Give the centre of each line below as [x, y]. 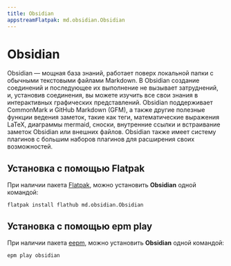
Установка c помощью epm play [80, 226]
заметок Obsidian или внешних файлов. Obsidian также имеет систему [112, 132]
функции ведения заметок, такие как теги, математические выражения [113, 117]
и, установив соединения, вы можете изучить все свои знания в [103, 95]
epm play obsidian [34, 256]
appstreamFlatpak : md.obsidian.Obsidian [66, 20]
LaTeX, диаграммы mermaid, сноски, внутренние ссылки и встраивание [114, 124]
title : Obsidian [30, 13]
